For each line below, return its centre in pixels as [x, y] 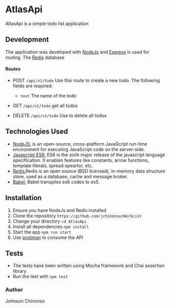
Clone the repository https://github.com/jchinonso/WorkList [77, 216]
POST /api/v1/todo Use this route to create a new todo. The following [86, 80]
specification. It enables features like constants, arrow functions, [81, 160]
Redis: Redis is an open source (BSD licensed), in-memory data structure [89, 171]
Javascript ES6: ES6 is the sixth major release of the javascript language [89, 155]
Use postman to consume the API [48, 237]
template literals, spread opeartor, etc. [53, 165]
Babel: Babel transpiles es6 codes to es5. [56, 182]
